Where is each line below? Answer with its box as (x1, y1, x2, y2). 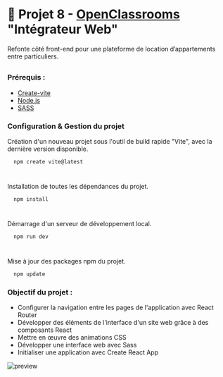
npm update (13, 271, 46, 278)
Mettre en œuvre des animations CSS (17, 333, 127, 342)
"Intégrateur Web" (7, 21, 118, 37)
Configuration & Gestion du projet (7, 121, 125, 131)
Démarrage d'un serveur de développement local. (7, 220, 152, 228)
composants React (17, 326, 72, 334)
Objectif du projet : (7, 287, 73, 297)
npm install (13, 196, 49, 203)
